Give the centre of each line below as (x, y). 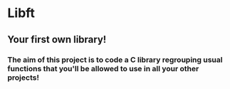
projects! (23, 78)
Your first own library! (57, 40)
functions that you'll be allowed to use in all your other (103, 68)
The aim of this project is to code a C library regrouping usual (115, 60)
